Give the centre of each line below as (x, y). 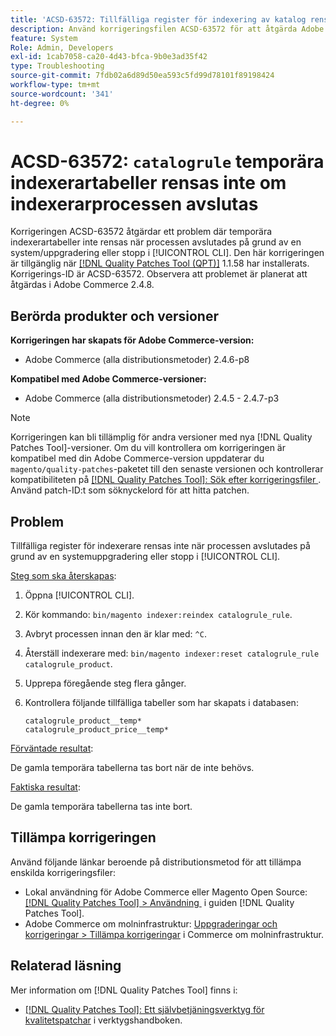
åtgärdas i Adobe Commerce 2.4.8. (82, 285)
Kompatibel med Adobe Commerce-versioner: (108, 379)
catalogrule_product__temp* (83, 721)
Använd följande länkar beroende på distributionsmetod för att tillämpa (156, 862)
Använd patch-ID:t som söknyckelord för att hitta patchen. (130, 490)
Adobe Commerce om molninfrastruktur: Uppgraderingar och (151, 923)
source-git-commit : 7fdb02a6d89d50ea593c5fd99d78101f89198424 (142, 76)
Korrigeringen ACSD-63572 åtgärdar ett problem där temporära (141, 232)
